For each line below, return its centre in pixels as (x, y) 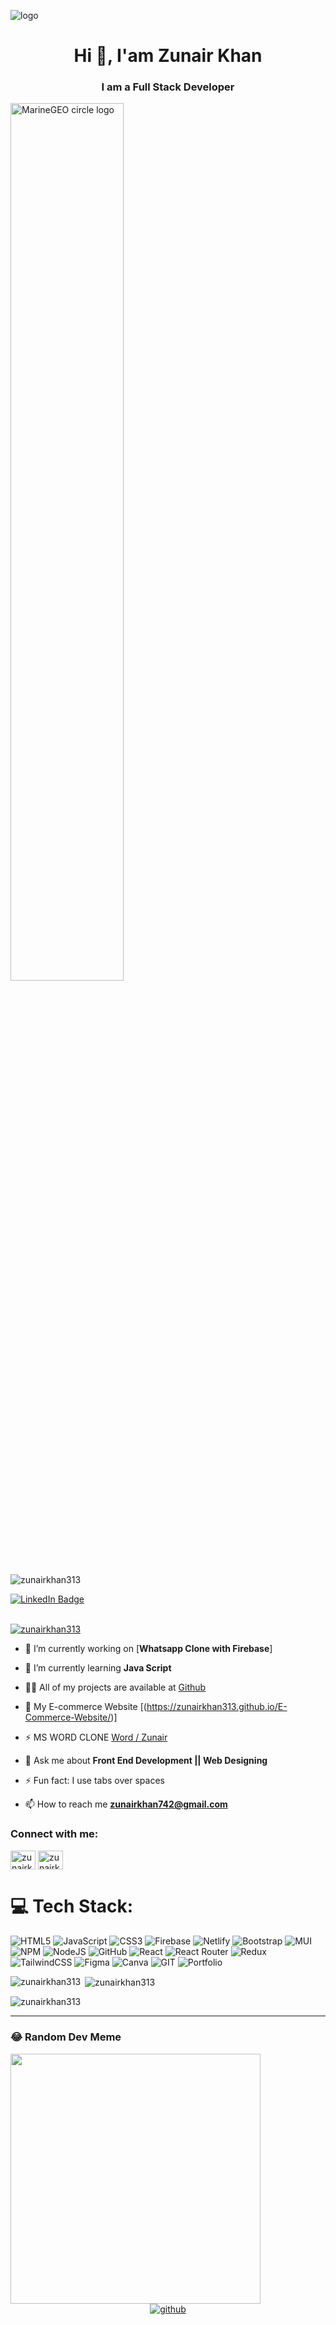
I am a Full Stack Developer (168, 87)
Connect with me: (54, 1834)
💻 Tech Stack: (72, 1906)
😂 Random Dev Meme (66, 2037)
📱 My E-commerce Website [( (85, 1707)
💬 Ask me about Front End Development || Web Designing (146, 1761)
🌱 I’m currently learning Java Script (98, 1668)
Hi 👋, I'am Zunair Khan (168, 56)
